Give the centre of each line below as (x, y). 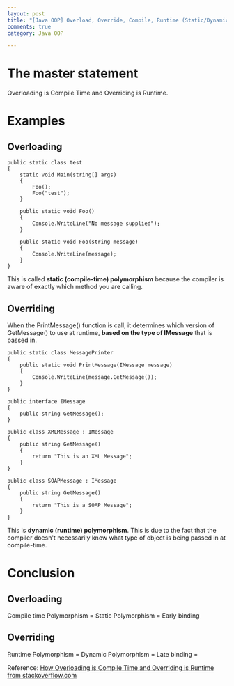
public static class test (45, 163)
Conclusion (41, 574)
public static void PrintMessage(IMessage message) (96, 365)
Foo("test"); (51, 193)
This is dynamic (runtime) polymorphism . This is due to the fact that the (112, 530)
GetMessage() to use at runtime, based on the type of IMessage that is (110, 333)
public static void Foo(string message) (79, 242)
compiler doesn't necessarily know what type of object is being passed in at (117, 538)
